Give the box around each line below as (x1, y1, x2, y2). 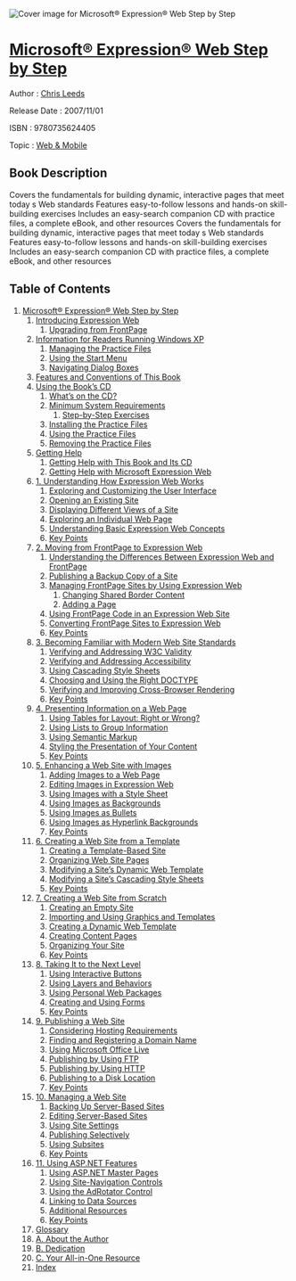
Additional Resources (48, 1204, 127, 1216)
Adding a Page (62, 598, 117, 610)
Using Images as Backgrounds (48, 798, 161, 809)
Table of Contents (9, 282, 111, 297)
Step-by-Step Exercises (62, 409, 150, 420)
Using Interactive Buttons (48, 968, 143, 979)
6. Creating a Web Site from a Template (35, 835, 180, 846)
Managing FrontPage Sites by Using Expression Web (48, 579, 243, 590)
